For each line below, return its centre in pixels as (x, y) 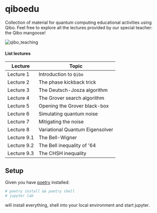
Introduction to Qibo (61, 74)
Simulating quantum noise (68, 114)
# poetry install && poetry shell (40, 191)
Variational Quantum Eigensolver (76, 130)
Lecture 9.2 (21, 145)
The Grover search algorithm (71, 98)
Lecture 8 (18, 130)
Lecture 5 (18, 106)
